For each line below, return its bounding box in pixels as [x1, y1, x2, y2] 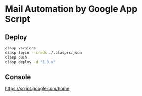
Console [5, 73, 31, 81]
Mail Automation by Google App [5, 3, 138, 15]
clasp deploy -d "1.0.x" [5, 59, 56, 64]
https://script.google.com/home [5, 86, 70, 92]
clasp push [5, 55, 27, 60]
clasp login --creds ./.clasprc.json [5, 50, 82, 55]
